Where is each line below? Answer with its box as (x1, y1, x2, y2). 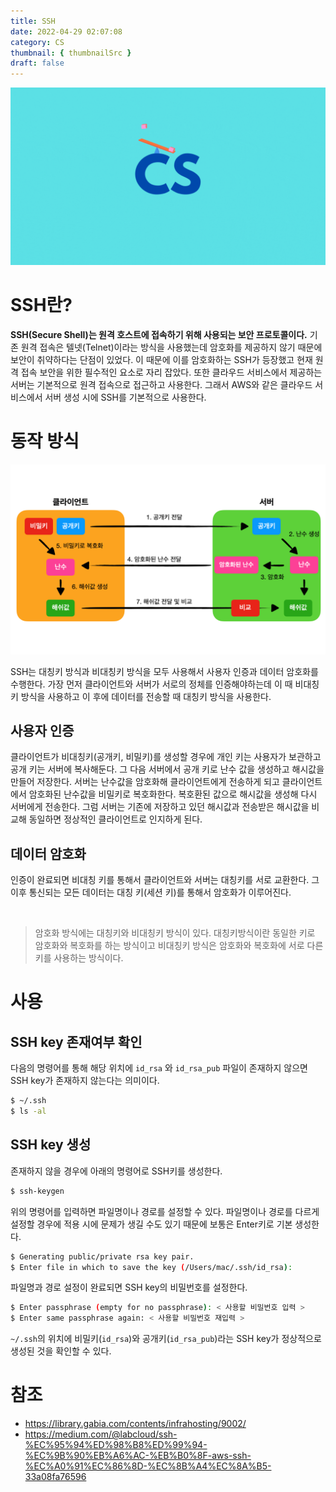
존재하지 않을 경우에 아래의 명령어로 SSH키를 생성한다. (10, 1165, 223, 1177)
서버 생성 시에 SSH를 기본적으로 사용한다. (44, 391, 207, 403)
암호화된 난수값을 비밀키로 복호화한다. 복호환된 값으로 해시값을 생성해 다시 (28, 788, 318, 800)
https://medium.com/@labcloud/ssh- (24, 1428, 178, 1440)
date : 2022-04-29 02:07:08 (10, 26, 123, 37)
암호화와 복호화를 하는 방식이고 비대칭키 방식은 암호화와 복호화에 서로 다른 (34, 940, 324, 952)
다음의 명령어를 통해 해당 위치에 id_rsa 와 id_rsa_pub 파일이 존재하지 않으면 (10, 1062, 308, 1074)
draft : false (10, 58, 65, 69)
